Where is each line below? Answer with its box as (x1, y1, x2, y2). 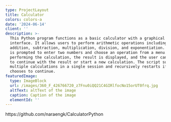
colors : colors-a (5, 17, 42, 22)
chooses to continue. (10, 69, 56, 74)
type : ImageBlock (10, 78, 47, 83)
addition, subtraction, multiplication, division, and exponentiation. (10, 45, 165, 50)
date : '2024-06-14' (5, 21, 47, 27)
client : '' (5, 26, 28, 32)
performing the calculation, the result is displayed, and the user (10, 54, 158, 60)
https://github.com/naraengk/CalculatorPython (5, 111, 103, 117)
